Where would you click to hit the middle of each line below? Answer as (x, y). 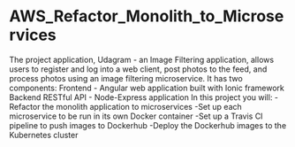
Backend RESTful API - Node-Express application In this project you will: (141, 97)
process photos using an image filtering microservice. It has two (126, 78)
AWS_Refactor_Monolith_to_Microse (147, 16)
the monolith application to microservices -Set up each (142, 106)
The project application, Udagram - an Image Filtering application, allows (142, 59)
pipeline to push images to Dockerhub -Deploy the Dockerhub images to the (148, 125)
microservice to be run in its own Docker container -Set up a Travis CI (136, 116)
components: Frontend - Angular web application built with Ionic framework (147, 88)
